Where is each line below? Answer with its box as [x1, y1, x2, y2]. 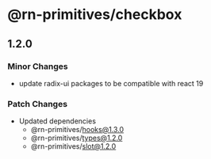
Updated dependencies [18, 116, 97, 126]
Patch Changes [7, 98, 68, 109]
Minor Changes [7, 61, 68, 72]
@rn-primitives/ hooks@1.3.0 [30, 125, 125, 134]
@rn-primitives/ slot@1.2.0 [30, 142, 117, 151]
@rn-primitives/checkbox [7, 6, 182, 24]
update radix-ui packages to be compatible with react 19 [18, 78, 204, 88]
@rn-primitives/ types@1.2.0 [30, 133, 123, 143]
